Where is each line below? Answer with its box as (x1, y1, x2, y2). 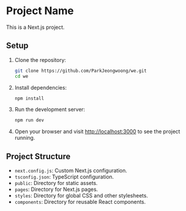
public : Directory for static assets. (14, 180, 98, 187)
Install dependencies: (14, 84, 67, 91)
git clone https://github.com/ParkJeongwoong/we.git (14, 68, 147, 74)
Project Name (6, 4, 74, 18)
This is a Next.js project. (6, 24, 65, 31)
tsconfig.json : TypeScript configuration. (14, 173, 114, 180)
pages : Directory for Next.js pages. (14, 186, 98, 193)
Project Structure (6, 151, 71, 161)
